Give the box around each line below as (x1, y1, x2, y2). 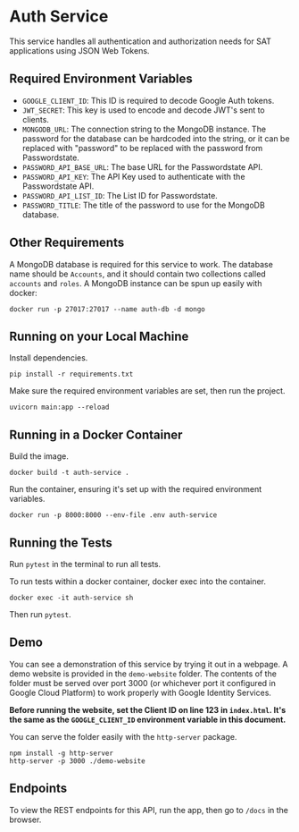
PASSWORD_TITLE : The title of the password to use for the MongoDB (21, 200, 265, 210)
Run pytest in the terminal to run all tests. (9, 559, 162, 569)
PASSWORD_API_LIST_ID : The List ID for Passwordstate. (21, 190, 219, 200)
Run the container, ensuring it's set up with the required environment (9, 484, 262, 495)
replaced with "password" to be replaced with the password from (21, 142, 263, 153)
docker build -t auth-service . (9, 468, 129, 478)
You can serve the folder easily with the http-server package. (9, 731, 237, 742)
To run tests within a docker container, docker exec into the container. (9, 576, 266, 587)
